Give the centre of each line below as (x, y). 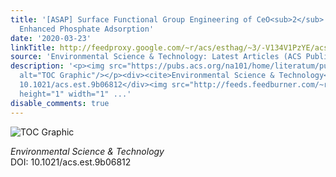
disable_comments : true (60, 103)
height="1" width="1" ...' (75, 94)
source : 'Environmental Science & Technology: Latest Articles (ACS (156, 57)
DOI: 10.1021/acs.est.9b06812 (71, 162)
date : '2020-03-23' (51, 38)
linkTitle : (33, 47)
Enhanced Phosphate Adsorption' (87, 29)
